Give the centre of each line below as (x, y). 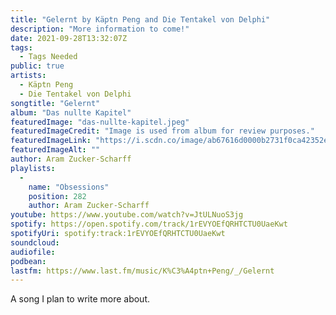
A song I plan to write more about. (80, 299)
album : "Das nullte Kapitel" (71, 112)
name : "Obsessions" (69, 187)
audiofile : (33, 252)
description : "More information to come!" (100, 29)
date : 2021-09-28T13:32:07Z (69, 38)
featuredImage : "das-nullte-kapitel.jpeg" (100, 122)
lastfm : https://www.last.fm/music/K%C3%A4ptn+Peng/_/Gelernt (142, 271)
